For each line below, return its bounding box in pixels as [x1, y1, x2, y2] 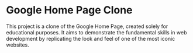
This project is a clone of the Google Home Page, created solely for [6, 23, 168, 30]
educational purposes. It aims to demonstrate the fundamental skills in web [6, 29, 187, 36]
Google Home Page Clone [6, 3, 133, 17]
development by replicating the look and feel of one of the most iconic [6, 35, 175, 42]
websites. [6, 41, 29, 48]
